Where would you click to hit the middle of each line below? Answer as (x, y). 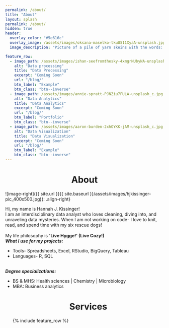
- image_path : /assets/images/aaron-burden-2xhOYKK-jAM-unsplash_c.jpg (87, 126)
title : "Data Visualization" (45, 136)
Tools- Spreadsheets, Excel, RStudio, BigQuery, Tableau (71, 250)
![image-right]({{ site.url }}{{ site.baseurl (47, 193)
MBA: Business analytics (38, 286)
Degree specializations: (31, 271)
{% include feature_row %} (40, 320)
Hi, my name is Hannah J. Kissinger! (43, 209)
